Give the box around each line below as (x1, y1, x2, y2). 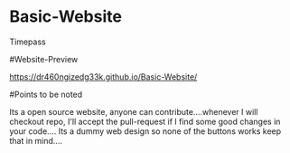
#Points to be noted (9, 89, 83, 100)
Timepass (9, 36, 47, 47)
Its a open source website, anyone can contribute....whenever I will (9, 106, 258, 117)
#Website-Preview (9, 53, 79, 64)
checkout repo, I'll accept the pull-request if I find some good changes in (9, 116, 281, 127)
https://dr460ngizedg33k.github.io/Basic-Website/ (9, 71, 198, 82)
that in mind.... (9, 135, 63, 146)
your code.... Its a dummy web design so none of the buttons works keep (9, 125, 282, 137)
